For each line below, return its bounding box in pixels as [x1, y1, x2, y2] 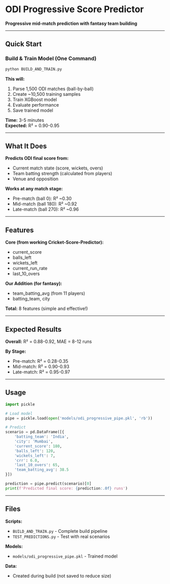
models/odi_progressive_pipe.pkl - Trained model [12, 553, 118, 559]
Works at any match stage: [5, 186, 63, 192]
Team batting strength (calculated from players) [12, 170, 112, 177]
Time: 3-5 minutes [5, 117, 45, 123]
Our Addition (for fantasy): [5, 281, 62, 287]
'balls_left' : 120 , [14, 448, 56, 454]
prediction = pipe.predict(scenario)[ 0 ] [5, 481, 92, 486]
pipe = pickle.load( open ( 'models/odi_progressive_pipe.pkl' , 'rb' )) [5, 416, 153, 421]
